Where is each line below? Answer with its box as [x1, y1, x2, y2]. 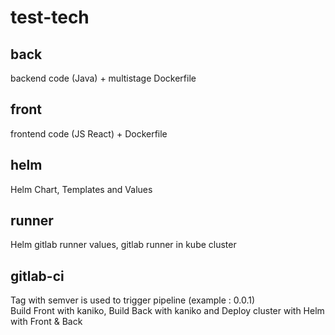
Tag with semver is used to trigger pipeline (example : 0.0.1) [10, 294, 256, 306]
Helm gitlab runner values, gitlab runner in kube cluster [10, 239, 237, 251]
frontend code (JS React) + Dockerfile [10, 127, 168, 140]
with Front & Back [10, 316, 83, 328]
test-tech [10, 6, 90, 29]
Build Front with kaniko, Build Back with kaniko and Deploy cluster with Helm [10, 305, 325, 317]
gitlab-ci [10, 267, 65, 285]
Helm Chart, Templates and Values [10, 183, 153, 195]
